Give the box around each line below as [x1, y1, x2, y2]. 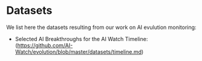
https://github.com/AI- [17, 42, 73, 49]
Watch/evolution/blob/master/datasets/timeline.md [15, 48, 142, 55]
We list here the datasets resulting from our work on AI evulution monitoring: [6, 24, 197, 31]
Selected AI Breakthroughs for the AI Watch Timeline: [15, 35, 148, 42]
